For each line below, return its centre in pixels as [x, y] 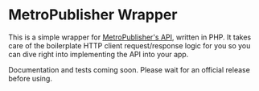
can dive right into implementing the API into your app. [99, 54]
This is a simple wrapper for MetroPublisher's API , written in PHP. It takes [130, 37]
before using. [30, 78]
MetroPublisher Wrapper [93, 15]
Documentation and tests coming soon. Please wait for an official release [129, 69]
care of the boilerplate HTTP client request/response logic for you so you [129, 45]
